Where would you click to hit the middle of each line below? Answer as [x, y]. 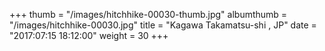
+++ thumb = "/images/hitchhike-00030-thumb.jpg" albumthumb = [148, 14]
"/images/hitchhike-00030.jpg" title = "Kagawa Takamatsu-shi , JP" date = [163, 25]
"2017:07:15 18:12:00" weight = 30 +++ [89, 35]
